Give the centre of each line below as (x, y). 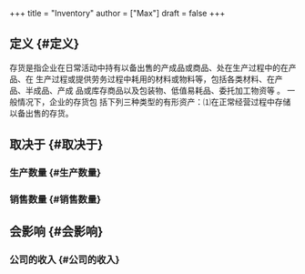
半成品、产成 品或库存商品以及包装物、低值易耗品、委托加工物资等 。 (155, 90)
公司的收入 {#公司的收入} (65, 260)
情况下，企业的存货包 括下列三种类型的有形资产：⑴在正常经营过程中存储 (154, 101)
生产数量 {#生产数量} (56, 173)
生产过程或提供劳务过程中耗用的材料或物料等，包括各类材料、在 (155, 79)
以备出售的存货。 (41, 113)
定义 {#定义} (45, 44)
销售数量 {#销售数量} (56, 199)
